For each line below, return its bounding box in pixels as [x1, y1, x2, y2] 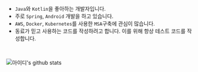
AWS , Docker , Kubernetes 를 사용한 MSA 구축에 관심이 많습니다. [14, 20, 156, 27]
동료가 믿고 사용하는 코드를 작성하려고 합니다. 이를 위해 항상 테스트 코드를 [14, 27, 186, 35]
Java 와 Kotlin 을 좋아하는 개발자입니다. [14, 5, 106, 12]
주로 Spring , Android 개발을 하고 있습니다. [14, 12, 114, 20]
